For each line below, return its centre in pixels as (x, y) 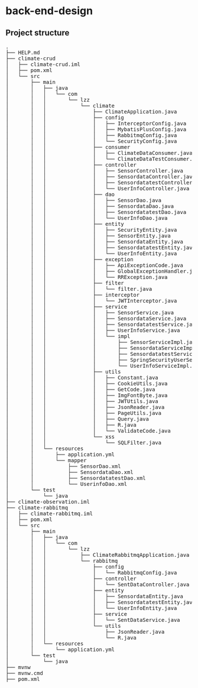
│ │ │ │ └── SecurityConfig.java (91, 141)
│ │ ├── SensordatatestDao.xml (76, 478)
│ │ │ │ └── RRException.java (87, 277)
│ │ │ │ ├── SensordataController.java (101, 176)
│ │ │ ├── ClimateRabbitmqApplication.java (98, 555)
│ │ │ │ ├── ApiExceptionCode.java (95, 265)
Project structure (38, 33)
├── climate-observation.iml (48, 502)
